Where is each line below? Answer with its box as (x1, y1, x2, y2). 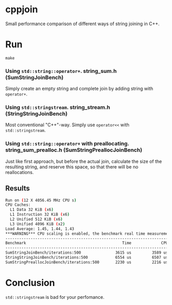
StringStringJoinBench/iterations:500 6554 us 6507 (5, 255, 161, 260)
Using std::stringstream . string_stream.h (5, 104, 111, 111)
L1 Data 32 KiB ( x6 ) (10, 207, 54, 213)
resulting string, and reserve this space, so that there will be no (5, 163, 139, 170)
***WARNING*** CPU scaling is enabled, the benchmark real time (5, 231, 145, 236)
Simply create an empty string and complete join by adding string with (5, 86, 154, 92)
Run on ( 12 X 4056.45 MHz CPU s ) (5, 198, 77, 203)
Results (5, 184, 30, 193)
